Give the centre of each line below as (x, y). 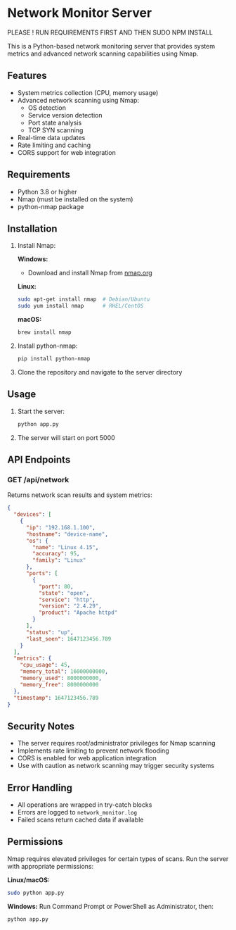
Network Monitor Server (80, 13)
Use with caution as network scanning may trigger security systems (116, 766)
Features (27, 76)
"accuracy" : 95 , (56, 554)
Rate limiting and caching (54, 145)
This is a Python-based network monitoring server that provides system (111, 46)
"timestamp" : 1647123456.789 (56, 698)
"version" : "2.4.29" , (70, 606)
